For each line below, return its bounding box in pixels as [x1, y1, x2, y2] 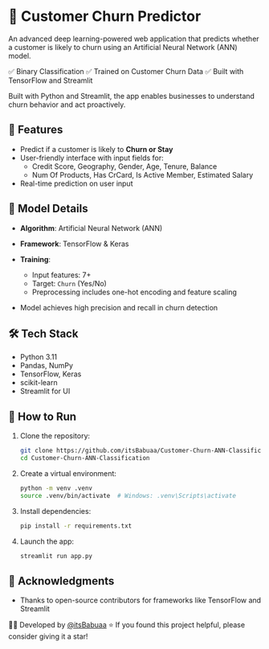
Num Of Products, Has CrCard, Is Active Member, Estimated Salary [31, 170, 254, 179]
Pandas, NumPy [19, 361, 74, 371]
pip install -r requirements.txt [19, 522, 132, 530]
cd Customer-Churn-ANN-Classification [19, 454, 150, 462]
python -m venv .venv [19, 484, 92, 492]
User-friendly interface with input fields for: [19, 153, 165, 162]
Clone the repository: [19, 431, 91, 441]
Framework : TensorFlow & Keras [19, 239, 129, 249]
